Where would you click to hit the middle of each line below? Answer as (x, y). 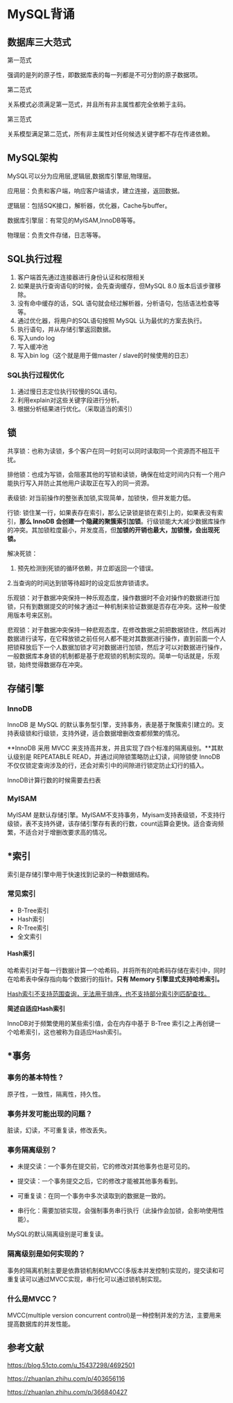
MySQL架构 (33, 158)
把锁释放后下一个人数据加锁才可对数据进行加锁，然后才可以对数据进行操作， (116, 647)
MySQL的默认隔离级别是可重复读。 (57, 1234)
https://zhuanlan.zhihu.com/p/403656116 (66, 1378)
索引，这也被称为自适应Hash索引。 (75, 1032)
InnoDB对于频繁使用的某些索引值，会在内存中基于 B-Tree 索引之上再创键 (111, 1024)
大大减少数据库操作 (198, 521)
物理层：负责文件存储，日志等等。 (56, 235)
